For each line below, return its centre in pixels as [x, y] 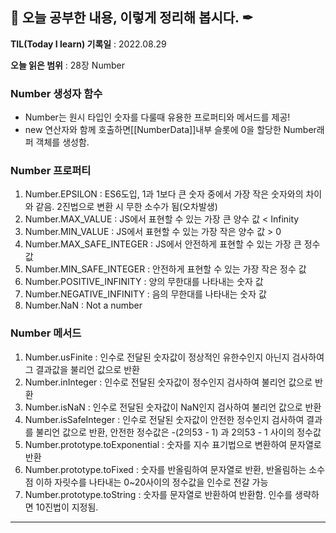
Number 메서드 [46, 333]
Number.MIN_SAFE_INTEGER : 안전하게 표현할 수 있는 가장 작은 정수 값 [165, 269]
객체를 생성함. [62, 142]
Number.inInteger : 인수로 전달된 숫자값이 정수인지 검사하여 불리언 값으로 [168, 382]
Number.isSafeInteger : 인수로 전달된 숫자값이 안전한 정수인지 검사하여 [164, 419]
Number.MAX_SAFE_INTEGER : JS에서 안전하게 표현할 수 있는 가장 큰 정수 [172, 244]
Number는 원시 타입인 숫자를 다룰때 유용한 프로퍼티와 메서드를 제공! [157, 117]
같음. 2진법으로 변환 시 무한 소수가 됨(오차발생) [126, 207]
